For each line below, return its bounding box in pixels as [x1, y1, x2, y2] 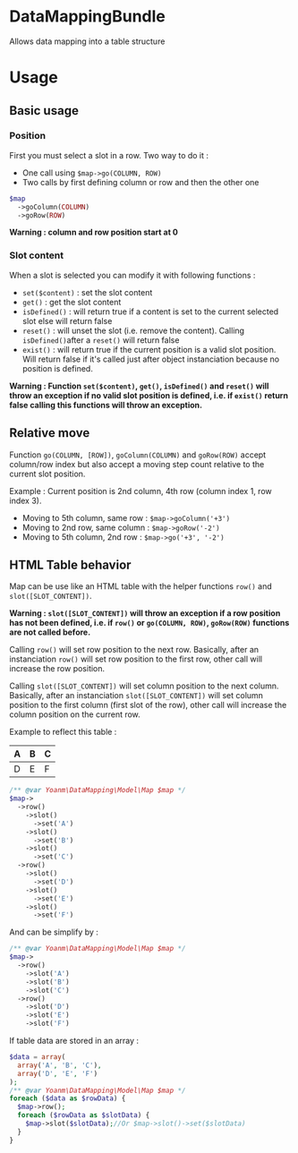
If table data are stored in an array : [9, 1036, 140, 1046]
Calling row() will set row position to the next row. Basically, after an [9, 645, 260, 655]
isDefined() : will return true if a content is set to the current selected [21, 306, 279, 317]
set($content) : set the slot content [21, 286, 153, 297]
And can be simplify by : [9, 927, 98, 937]
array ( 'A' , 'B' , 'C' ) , [17, 1061, 102, 1070]
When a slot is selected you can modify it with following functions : [9, 269, 256, 280]
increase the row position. [9, 663, 106, 674]
